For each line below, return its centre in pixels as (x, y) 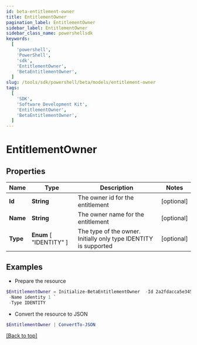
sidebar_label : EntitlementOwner (47, 28)
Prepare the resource (40, 281)
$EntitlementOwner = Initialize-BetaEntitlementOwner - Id (80, 292)
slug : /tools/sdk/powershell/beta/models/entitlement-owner (81, 83)
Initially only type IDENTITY (116, 239)
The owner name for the (111, 215)
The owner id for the (106, 198)
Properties (26, 171)
